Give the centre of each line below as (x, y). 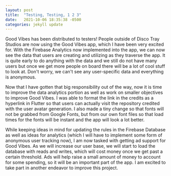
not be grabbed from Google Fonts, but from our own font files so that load (84, 114)
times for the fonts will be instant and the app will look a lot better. (75, 120)
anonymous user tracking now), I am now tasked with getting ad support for (85, 141)
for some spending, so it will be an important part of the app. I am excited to (85, 163)
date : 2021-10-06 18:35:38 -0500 (43, 19)
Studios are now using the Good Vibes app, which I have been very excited (85, 45)
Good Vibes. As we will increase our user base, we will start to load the (80, 146)
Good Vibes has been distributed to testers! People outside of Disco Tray (82, 39)
